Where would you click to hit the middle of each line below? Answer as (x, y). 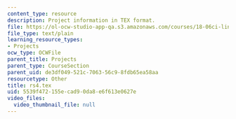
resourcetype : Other (38, 79)
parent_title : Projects (42, 59)
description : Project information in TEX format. (81, 20)
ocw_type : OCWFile (34, 53)
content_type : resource (42, 14)
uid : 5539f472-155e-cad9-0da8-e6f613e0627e (72, 92)
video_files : (26, 99)
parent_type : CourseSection (48, 66)
